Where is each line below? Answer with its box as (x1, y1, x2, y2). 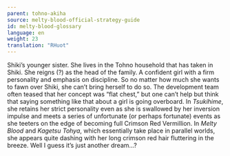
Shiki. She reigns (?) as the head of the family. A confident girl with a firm (7, 68, 215, 76)
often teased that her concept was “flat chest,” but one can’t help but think (7, 90, 219, 98)
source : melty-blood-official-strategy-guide (7, 16, 140, 23)
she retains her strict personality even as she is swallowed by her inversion (7, 104, 220, 113)
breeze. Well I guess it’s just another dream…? (7, 142, 138, 149)
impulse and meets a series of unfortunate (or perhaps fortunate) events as (7, 112, 221, 120)
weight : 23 (7, 36, 39, 43)
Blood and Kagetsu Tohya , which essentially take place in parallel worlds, (7, 126, 216, 135)
